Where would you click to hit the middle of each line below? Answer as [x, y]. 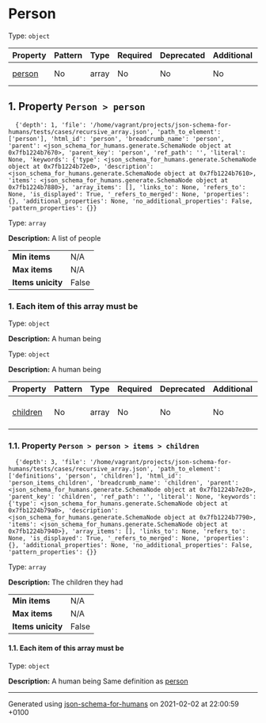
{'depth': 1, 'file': [51, 125]
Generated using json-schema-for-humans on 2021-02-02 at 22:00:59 [123, 704]
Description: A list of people [55, 238]
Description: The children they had [66, 582]
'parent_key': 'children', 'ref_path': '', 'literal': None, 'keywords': [133, 497]
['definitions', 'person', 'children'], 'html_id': [95, 476]
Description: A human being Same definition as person [98, 681]
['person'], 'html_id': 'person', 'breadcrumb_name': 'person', [116, 139]
